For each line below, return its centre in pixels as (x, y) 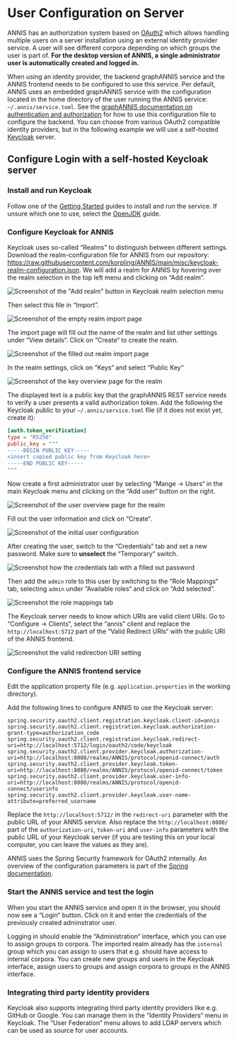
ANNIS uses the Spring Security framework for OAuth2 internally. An (107, 858)
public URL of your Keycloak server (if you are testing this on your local (111, 837)
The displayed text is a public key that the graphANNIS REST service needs (117, 394)
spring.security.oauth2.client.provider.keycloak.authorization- (105, 752)
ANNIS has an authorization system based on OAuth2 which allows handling (118, 33)
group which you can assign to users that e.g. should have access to (108, 951)
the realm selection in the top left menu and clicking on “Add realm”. (106, 277)
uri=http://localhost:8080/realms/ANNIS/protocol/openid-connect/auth (114, 758)
